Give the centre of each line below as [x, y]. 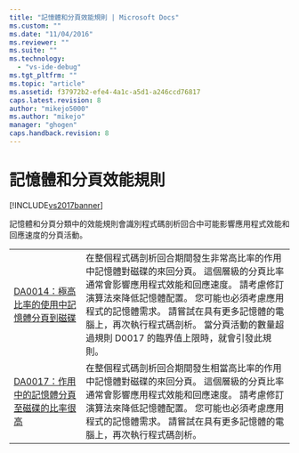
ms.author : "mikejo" [48, 117]
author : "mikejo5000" [49, 109]
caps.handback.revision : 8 [59, 133]
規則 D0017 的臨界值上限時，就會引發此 [179, 337]
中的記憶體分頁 [45, 394]
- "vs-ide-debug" [49, 68]
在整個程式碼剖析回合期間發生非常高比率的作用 [184, 257]
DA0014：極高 [45, 291]
